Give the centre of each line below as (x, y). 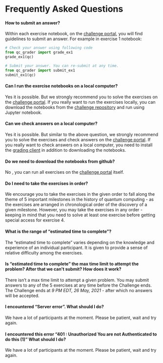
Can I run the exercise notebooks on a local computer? (61, 86)
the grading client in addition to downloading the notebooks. (66, 150)
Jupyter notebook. (24, 112)
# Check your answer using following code (49, 48)
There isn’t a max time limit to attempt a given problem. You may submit (77, 280)
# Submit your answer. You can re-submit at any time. (62, 66)
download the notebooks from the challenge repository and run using (75, 107)
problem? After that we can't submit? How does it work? (63, 269)
